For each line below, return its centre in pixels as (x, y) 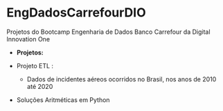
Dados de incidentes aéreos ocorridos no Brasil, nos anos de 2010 (122, 79)
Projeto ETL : (35, 65)
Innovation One (28, 39)
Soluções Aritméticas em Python (63, 100)
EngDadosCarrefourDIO (76, 13)
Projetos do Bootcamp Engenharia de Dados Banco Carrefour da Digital (108, 32)
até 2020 (40, 86)
